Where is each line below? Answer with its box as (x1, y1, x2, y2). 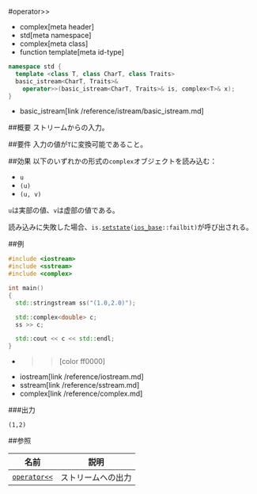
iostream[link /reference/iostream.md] (19, 372, 144, 381)
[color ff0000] (59, 357, 105, 366)
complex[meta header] (19, 22, 95, 31)
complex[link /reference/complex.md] (19, 389, 143, 399)
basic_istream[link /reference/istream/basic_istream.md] (19, 106, 204, 116)
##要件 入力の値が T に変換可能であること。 (8, 140, 148, 149)
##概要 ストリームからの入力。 (8, 123, 109, 132)
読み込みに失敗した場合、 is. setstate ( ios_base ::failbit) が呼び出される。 (8, 222, 253, 232)
